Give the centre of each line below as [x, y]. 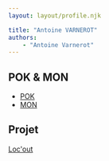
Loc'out [21, 149]
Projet [23, 130]
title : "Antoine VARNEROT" [53, 30]
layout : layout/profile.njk [55, 16]
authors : [23, 37]
